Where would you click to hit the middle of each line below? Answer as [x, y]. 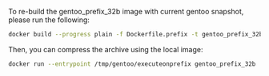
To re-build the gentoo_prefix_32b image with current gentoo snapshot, [126, 11]
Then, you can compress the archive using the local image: [106, 49]
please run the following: [49, 20]
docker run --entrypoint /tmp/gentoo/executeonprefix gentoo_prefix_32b [132, 64]
